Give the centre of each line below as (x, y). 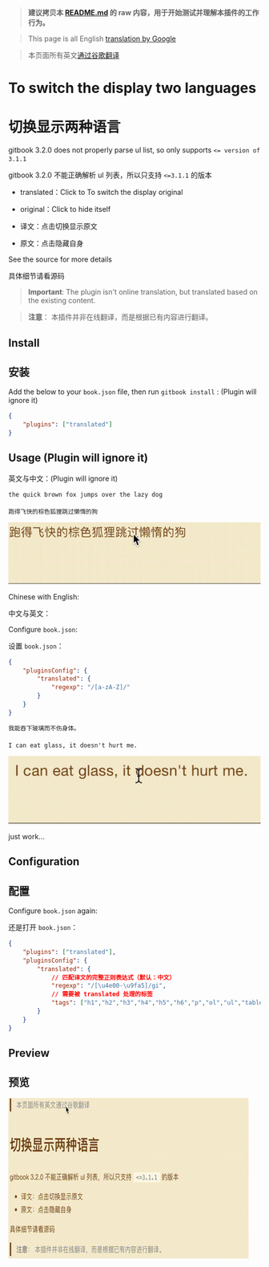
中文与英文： (29, 613)
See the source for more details (60, 259)
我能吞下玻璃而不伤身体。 (44, 728)
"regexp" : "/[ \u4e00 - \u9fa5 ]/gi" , (108, 986)
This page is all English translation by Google (102, 39)
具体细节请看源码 (36, 276)
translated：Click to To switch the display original (101, 193)
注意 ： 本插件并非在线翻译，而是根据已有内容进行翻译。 (120, 317)
